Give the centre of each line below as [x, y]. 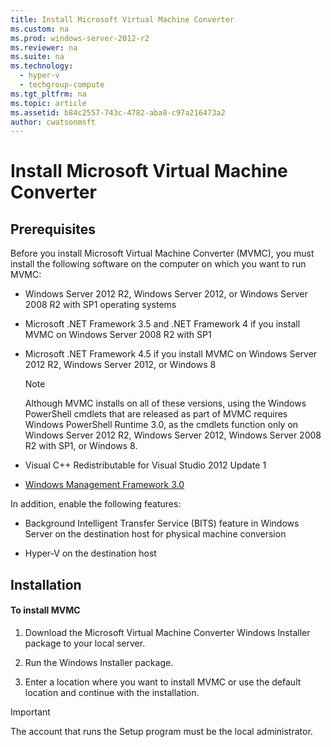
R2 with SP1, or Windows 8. [81, 446]
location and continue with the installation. [112, 692]
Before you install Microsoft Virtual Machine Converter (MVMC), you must [162, 253]
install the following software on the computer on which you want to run [158, 264]
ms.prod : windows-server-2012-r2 [80, 38]
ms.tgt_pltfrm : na [48, 94]
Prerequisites [53, 229]
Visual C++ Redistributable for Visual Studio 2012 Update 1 [145, 465]
